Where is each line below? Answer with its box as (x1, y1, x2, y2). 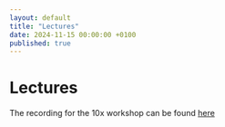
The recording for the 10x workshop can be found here (9, 108, 216, 119)
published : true (9, 38, 71, 48)
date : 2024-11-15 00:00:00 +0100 (9, 30, 137, 39)
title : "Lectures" (9, 22, 79, 31)
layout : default (9, 13, 71, 23)
